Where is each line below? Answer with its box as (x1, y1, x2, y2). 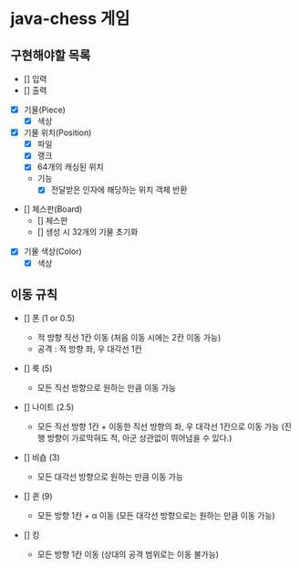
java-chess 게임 (10, 8, 130, 29)
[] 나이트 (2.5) (23, 402, 75, 413)
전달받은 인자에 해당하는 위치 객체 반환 (50, 184, 188, 195)
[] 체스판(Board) (23, 204, 83, 215)
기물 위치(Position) (23, 127, 92, 138)
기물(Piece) (23, 104, 67, 115)
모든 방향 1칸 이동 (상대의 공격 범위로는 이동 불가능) (36, 549, 220, 560)
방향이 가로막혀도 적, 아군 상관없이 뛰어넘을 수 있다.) (47, 433, 233, 444)
